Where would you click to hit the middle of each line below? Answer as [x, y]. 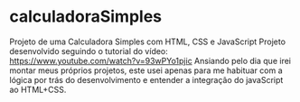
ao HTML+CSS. [38, 89]
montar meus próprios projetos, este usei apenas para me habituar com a [146, 70]
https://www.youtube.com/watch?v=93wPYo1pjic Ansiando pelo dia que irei [150, 60]
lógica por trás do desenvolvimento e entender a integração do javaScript [146, 79]
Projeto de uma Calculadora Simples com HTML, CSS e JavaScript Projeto [148, 42]
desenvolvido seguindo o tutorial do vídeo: [89, 51]
